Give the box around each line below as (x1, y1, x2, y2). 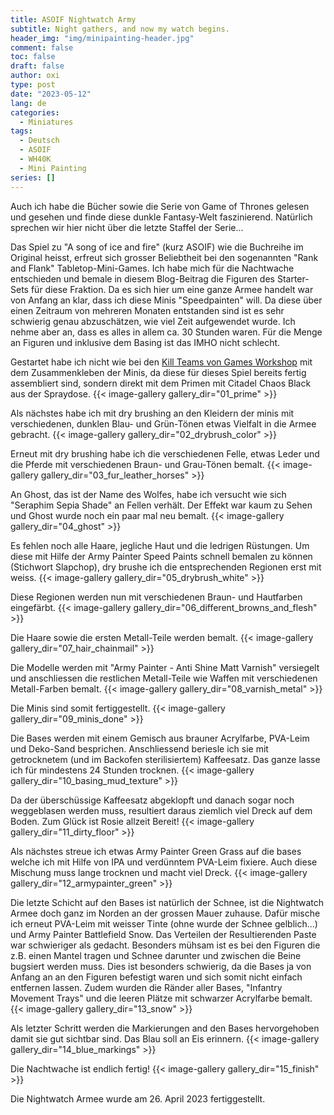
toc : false (10, 52, 56, 62)
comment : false (10, 42, 74, 53)
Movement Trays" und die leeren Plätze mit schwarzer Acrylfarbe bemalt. (10, 992, 313, 1004)
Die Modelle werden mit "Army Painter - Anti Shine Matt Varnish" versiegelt (10, 661, 320, 673)
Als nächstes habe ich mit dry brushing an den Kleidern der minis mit (10, 407, 295, 419)
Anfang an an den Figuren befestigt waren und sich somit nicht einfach (10, 971, 303, 983)
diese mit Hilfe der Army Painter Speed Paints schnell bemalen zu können (10, 550, 313, 562)
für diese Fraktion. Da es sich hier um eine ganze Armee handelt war (30, 283, 314, 295)
